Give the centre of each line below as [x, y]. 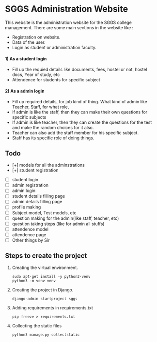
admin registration [30, 185]
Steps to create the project [46, 256]
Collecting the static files [37, 325]
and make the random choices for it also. [53, 128]
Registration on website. [36, 37]
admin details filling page [37, 202]
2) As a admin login [25, 91]
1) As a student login [26, 58]
